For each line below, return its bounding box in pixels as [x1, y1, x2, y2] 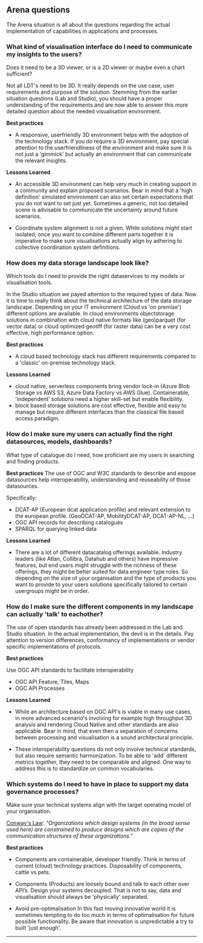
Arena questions [6, 5, 71, 15]
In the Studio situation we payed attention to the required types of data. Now [6, 291, 197, 298]
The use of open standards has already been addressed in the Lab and [6, 624, 183, 630]
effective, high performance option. [6, 329, 95, 337]
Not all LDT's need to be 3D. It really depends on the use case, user [6, 82, 175, 90]
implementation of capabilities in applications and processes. [6, 27, 159, 35]
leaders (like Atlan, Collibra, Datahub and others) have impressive [14, 555, 178, 562]
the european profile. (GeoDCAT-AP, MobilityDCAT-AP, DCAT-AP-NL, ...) [14, 512, 195, 520]
